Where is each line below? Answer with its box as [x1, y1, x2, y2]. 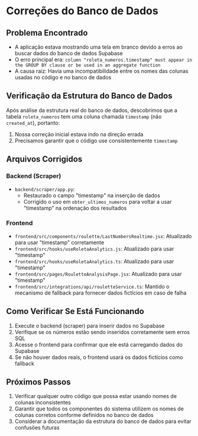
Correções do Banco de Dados [6, 4, 158, 18]
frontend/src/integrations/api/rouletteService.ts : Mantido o [14, 283, 170, 290]
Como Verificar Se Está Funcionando [6, 306, 145, 316]
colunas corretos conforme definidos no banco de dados [14, 412, 154, 419]
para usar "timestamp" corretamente [14, 239, 105, 246]
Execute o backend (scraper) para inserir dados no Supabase [14, 322, 165, 329]
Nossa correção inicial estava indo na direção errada [14, 130, 144, 137]
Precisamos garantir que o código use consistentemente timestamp [14, 137, 178, 144]
